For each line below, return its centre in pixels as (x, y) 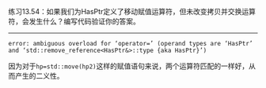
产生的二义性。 (39, 76)
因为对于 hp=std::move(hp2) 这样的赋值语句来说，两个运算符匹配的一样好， (129, 66)
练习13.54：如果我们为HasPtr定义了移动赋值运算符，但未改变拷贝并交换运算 (132, 11)
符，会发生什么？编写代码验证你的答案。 (74, 21)
